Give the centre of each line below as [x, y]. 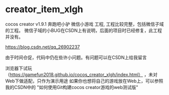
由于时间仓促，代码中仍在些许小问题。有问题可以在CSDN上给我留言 [76, 57]
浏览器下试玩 [19, 68]
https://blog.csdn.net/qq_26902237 [43, 47]
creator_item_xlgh [44, 9]
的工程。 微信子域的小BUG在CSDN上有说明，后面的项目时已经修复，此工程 [84, 30]
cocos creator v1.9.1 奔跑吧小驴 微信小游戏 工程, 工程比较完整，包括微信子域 [84, 24]
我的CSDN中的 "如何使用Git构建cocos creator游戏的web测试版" [72, 87]
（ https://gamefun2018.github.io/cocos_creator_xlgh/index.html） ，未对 [81, 74]
